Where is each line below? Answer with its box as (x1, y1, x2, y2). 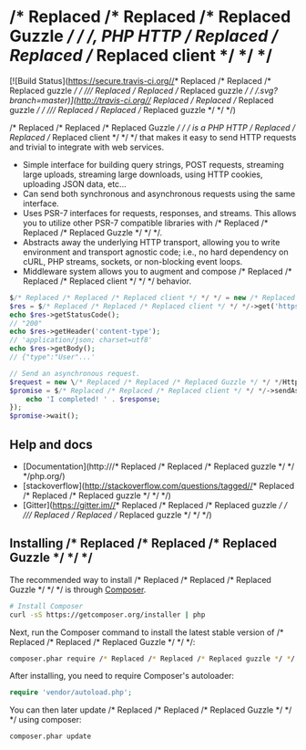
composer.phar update (9, 732, 92, 741)
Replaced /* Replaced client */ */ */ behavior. (22, 276, 192, 286)
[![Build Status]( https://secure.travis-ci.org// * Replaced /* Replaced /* (9, 75, 271, 86)
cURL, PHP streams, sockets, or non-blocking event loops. (22, 255, 243, 266)
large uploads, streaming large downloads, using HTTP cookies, (22, 169, 263, 180)
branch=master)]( (9, 94, 77, 106)
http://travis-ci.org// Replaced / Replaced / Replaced (76, 94, 274, 106)
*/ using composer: (9, 714, 82, 725)
